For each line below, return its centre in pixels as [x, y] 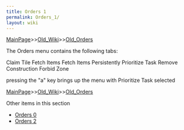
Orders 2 [26, 121]
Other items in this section [38, 103]
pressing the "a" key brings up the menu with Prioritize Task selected [91, 80]
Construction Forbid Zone [38, 69]
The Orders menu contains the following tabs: [62, 51]
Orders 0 [26, 115]
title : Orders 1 [26, 12]
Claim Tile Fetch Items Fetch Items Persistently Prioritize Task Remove [92, 62]
